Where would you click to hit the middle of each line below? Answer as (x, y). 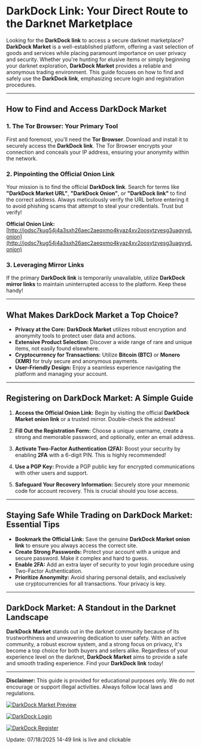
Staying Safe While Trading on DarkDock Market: (100, 515)
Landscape (28, 617)
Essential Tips (33, 525)
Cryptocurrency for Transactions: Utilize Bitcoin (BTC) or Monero (98, 355)
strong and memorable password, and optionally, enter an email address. (105, 437)
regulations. (21, 693)
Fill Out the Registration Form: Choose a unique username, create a (99, 430)
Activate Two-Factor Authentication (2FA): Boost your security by (98, 448)
